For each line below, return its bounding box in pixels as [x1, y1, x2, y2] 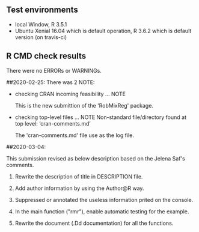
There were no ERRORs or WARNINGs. [6, 67, 102, 74]
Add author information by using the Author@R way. [14, 185, 144, 192]
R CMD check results [6, 51, 87, 61]
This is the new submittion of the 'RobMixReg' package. [14, 102, 153, 109]
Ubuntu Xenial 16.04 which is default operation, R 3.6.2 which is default [14, 27, 192, 34]
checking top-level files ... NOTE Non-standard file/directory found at [14, 114, 186, 121]
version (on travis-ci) [14, 33, 67, 41]
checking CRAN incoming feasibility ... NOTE [14, 90, 126, 97]
